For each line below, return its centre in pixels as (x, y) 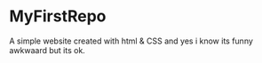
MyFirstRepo (58, 16)
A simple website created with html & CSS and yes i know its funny (131, 41)
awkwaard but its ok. (48, 50)
